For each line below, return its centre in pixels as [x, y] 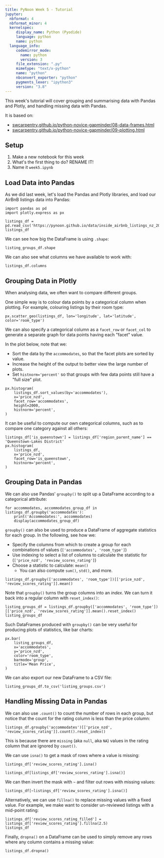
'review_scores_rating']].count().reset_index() [55, 732]
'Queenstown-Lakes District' [35, 441]
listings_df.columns [26, 266]
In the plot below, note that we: [36, 344]
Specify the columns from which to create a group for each [72, 544]
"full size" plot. [27, 379]
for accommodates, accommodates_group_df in [51, 508]
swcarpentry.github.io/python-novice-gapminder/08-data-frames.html [83, 124]
